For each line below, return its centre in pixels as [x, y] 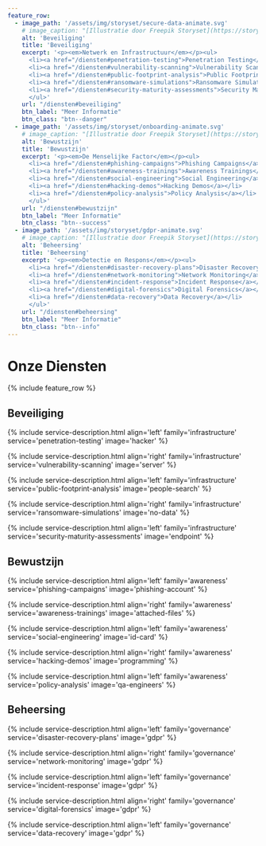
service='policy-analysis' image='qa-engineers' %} [92, 684]
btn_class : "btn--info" [61, 327]
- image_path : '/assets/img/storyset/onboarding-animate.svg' [120, 127]
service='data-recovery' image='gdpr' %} [76, 832]
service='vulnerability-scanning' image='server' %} [92, 465]
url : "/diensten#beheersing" [70, 311]
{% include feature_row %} [52, 388]
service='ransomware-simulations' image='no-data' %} [98, 513]
